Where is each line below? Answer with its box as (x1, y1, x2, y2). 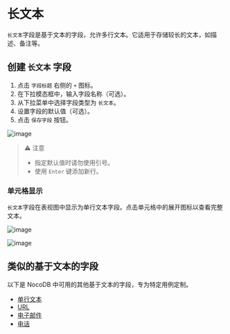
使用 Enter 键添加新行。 (34, 167, 103, 175)
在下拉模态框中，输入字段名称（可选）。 (17, 89, 130, 98)
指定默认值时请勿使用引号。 (34, 158, 114, 167)
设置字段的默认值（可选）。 (17, 106, 94, 115)
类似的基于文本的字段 (7, 261, 98, 272)
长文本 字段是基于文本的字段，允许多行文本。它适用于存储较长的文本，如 (7, 30, 211, 39)
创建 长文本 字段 (7, 62, 71, 73)
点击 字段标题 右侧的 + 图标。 (17, 81, 97, 89)
